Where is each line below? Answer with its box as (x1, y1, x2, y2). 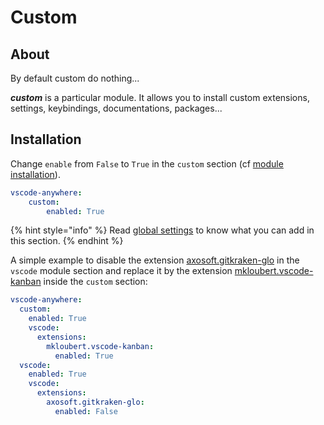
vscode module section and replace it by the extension (10, 265, 233, 277)
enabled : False (54, 406, 118, 416)
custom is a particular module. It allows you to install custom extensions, (10, 92, 310, 103)
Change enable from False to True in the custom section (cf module (10, 157, 284, 170)
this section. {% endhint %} (10, 235, 124, 247)
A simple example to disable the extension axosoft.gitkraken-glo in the (10, 254, 300, 266)
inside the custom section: (43, 276, 148, 288)
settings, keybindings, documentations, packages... (10, 102, 223, 114)
